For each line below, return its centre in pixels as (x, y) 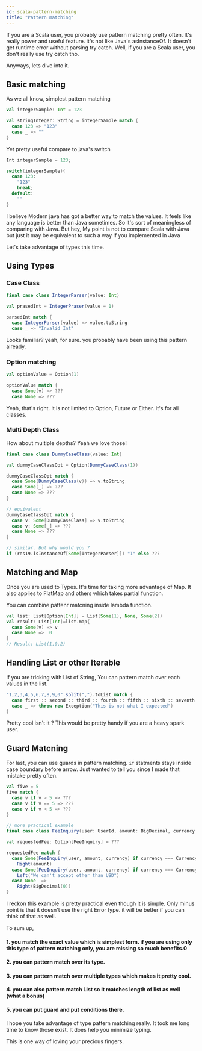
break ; (25, 188)
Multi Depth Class (33, 430)
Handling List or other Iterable (63, 663)
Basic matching (36, 84)
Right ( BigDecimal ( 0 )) (44, 887)
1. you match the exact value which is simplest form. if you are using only (99, 942)
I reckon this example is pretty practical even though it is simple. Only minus (100, 903)
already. (16, 346)
